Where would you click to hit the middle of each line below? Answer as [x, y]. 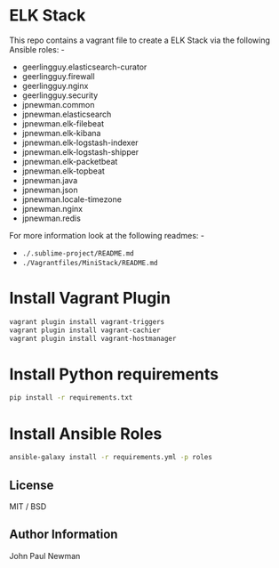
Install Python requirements [114, 374]
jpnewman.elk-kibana [61, 133]
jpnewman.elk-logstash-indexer [80, 142]
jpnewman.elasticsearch [67, 114]
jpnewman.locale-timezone [72, 199]
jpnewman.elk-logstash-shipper [80, 151]
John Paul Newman [45, 556]
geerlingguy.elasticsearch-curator [84, 67]
